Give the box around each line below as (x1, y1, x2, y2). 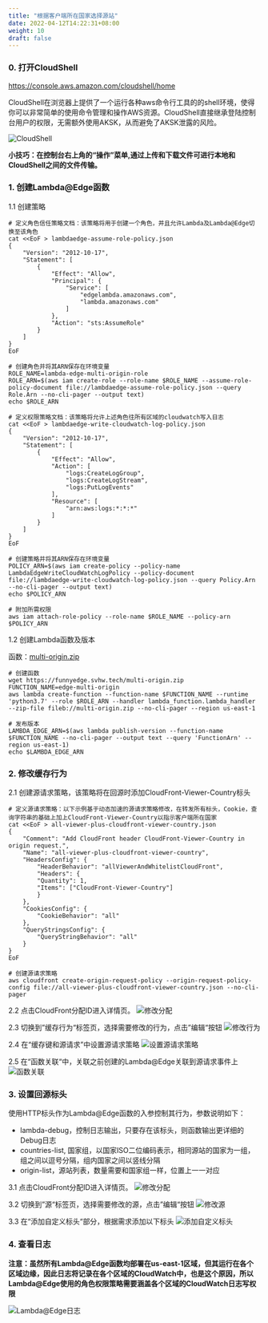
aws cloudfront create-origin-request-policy (8, 977, 162, 985)
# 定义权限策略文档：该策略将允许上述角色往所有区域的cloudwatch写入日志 (8, 413, 224, 421)
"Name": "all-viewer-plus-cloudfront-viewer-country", (22, 849, 210, 857)
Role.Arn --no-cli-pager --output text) (8, 390, 146, 399)
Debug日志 (19, 1135, 57, 1145)
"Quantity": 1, (37, 877, 88, 885)
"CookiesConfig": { (22, 905, 88, 913)
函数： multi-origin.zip (8, 651, 80, 661)
